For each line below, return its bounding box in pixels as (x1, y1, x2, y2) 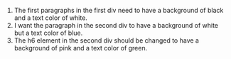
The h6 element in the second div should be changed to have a (14, 36, 199, 45)
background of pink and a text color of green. (14, 44, 148, 52)
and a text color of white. (14, 14, 87, 22)
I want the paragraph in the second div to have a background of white (14, 21, 219, 29)
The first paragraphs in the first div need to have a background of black (14, 6, 224, 14)
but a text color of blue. (14, 28, 83, 37)
